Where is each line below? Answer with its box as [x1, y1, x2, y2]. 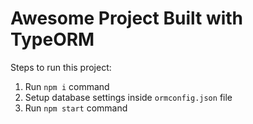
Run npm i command [24, 80, 110, 92]
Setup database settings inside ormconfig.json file [24, 91, 233, 103]
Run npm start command [24, 102, 128, 114]
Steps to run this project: [10, 61, 112, 73]
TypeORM [10, 28, 95, 51]
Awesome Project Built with [10, 7, 244, 30]
